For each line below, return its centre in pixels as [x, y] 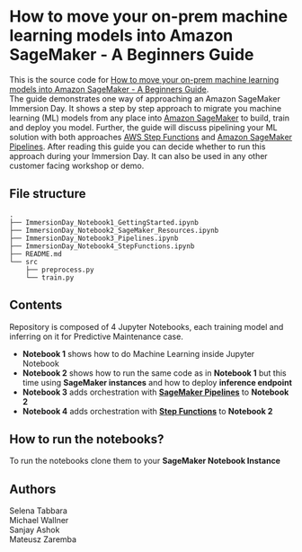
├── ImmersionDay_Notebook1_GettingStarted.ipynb [104, 222]
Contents [36, 305]
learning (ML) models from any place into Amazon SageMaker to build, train [150, 118]
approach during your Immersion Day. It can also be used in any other [138, 156]
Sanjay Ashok [35, 530]
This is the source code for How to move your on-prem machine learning [144, 79]
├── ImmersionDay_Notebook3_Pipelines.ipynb [94, 238]
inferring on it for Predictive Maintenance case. [97, 336]
